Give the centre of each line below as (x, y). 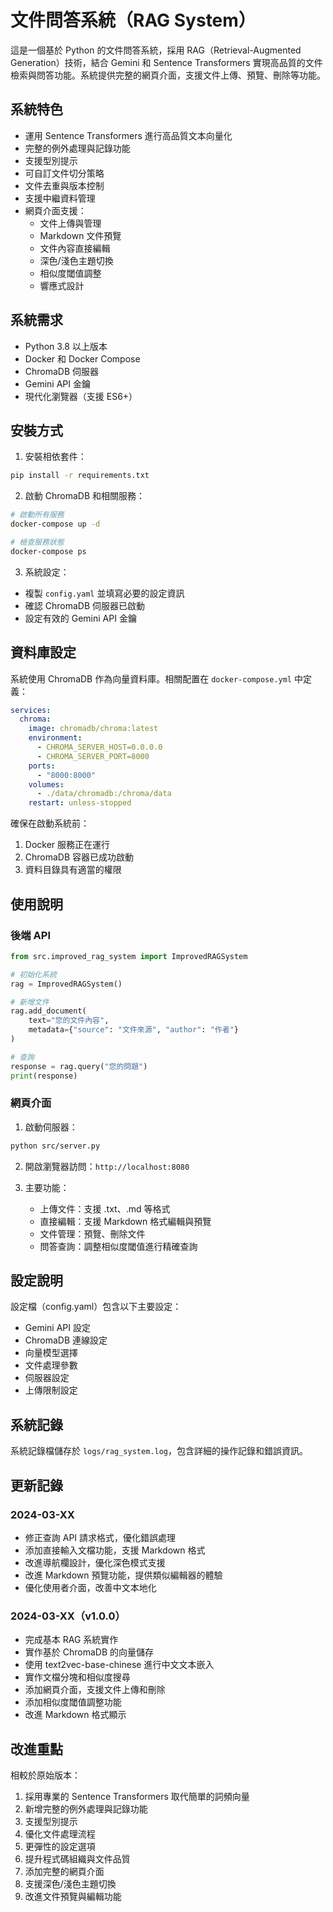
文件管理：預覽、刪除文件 (92, 1233)
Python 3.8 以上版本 (66, 346)
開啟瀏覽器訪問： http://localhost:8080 (107, 1166)
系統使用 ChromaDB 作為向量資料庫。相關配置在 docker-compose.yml (151, 678)
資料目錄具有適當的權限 (73, 870)
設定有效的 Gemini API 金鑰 (80, 618)
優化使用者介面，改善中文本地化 (90, 1587)
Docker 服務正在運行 (67, 845)
